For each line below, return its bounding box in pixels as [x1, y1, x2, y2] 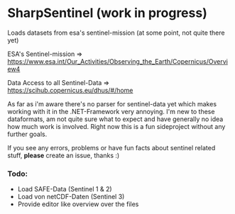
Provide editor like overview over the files [17, 200, 139, 208]
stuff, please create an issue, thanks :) [7, 151, 120, 159]
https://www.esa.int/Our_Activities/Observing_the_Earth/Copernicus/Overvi [7, 57, 229, 65]
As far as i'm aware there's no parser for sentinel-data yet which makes [7, 99, 217, 108]
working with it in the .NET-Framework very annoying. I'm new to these [7, 107, 215, 116]
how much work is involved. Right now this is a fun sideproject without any [7, 122, 226, 130]
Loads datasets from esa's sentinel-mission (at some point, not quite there [7, 28, 225, 37]
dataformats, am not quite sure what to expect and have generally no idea [7, 115, 224, 123]
